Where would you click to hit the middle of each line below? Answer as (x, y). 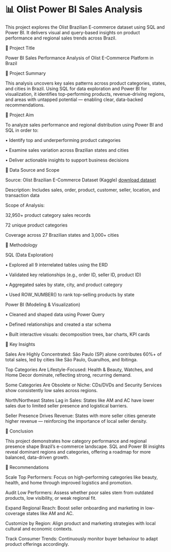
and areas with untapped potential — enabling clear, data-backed (74, 99)
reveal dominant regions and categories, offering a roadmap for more (78, 452)
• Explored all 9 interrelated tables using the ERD (57, 264)
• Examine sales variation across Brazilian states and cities (67, 150)
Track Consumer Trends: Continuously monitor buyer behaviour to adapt (82, 539)
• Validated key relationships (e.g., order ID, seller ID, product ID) (73, 275)
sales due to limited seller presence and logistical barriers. (67, 405)
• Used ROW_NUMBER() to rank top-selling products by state (70, 294)
